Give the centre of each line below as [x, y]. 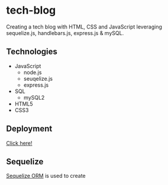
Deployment [29, 129]
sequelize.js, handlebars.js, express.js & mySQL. [65, 33]
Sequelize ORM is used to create [46, 176]
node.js [33, 72]
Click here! [19, 143]
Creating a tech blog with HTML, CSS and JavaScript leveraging [84, 27]
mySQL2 [34, 97]
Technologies [32, 52]
